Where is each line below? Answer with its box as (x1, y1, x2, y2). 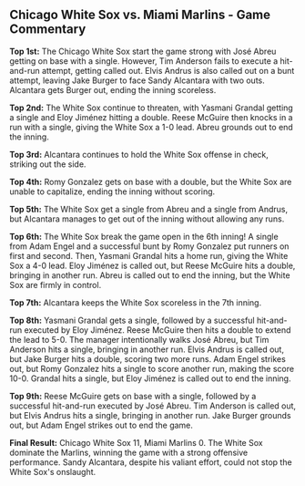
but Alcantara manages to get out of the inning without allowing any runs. (9, 213, 285, 224)
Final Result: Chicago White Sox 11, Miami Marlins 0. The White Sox (9, 437, 263, 448)
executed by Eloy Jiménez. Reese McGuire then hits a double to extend (24, 324, 291, 336)
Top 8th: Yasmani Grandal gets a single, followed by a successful (9, 315, 255, 326)
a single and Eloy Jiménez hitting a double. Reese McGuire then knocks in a (9, 111, 293, 122)
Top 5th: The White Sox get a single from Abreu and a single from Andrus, (9, 203, 289, 214)
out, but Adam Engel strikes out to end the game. (9, 419, 194, 430)
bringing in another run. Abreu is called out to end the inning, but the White (9, 269, 290, 281)
